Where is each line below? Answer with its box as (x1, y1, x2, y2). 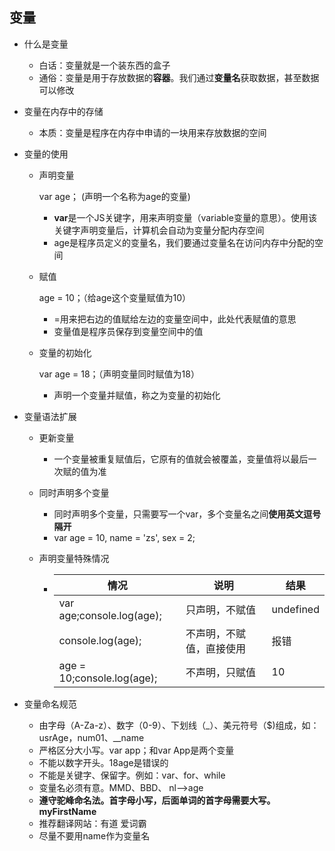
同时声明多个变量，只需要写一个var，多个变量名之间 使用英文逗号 (53, 508, 322, 520)
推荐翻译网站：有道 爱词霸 (38, 817, 147, 829)
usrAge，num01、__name (38, 731, 145, 743)
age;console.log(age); (58, 608, 162, 622)
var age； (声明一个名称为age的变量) (38, 190, 191, 202)
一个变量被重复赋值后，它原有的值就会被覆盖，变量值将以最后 (53, 453, 309, 465)
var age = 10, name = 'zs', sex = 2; (53, 531, 196, 543)
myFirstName (38, 805, 97, 817)
